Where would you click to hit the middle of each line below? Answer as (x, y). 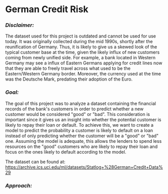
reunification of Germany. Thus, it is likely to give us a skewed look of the (81, 47)
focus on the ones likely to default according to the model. (66, 152)
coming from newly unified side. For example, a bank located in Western (80, 58)
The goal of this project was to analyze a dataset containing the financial (81, 103)
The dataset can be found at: (35, 162)
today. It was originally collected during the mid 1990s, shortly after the (79, 42)
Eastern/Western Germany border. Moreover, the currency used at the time (83, 74)
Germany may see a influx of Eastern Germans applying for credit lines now (84, 63)
